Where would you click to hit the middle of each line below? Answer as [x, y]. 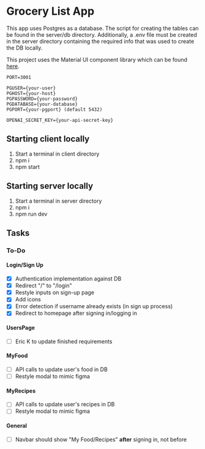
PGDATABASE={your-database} [42, 104]
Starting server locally [50, 186]
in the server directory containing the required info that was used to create [100, 41]
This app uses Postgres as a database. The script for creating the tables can [102, 28]
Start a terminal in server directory [58, 201]
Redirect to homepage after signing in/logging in [76, 313]
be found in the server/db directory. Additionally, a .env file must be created [102, 34]
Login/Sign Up [25, 265]
